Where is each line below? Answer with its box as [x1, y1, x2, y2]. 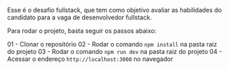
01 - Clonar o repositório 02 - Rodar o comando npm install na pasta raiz [7, 40, 217, 48]
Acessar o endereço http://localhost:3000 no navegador [7, 55, 173, 63]
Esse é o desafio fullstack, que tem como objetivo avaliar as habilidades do [7, 6, 222, 14]
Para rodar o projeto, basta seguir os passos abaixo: [7, 27, 157, 35]
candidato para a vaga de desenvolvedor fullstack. [7, 13, 153, 21]
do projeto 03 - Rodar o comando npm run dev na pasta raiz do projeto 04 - [7, 48, 222, 55]
